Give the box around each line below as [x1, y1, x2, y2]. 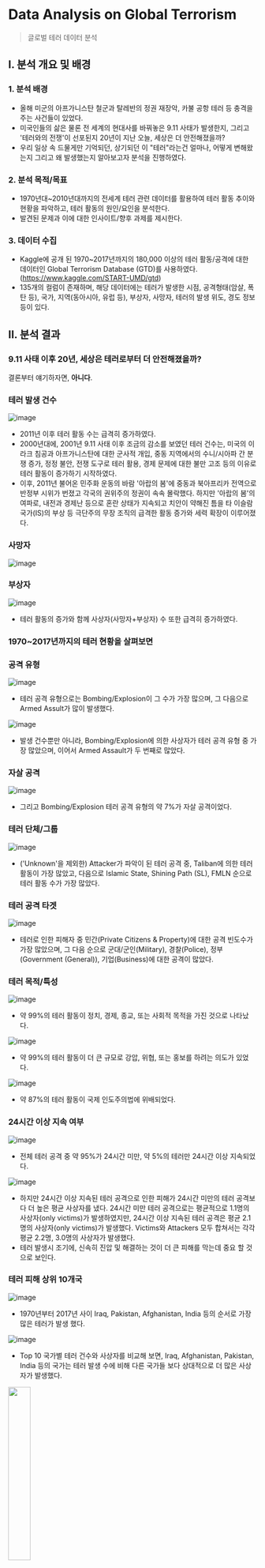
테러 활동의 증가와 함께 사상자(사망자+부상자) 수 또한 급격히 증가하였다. [19, 614, 238, 623]
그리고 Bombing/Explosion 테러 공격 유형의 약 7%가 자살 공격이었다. [19, 802, 233, 811]
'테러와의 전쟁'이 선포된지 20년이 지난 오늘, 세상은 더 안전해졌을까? [19, 133, 226, 142]
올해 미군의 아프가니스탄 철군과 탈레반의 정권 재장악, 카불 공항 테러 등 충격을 [19, 103, 254, 112]
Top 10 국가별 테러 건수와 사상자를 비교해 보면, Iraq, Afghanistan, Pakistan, [19, 1351, 255, 1360]
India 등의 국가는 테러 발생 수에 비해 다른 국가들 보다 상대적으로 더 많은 [19, 1360, 237, 1370]
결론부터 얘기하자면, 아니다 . [8, 373, 93, 382]
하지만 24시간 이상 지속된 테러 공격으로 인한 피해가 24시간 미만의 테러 [19, 1193, 235, 1202]
